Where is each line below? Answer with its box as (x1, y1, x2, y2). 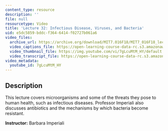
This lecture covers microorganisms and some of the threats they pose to (5, 94, 156, 100)
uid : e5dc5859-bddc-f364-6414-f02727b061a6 (5, 30, 97, 35)
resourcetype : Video (5, 21, 48, 26)
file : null (5, 16, 28, 21)
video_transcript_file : (9, 53, 59, 59)
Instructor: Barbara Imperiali (5, 120, 64, 126)
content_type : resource (5, 7, 55, 12)
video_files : (5, 35, 32, 40)
